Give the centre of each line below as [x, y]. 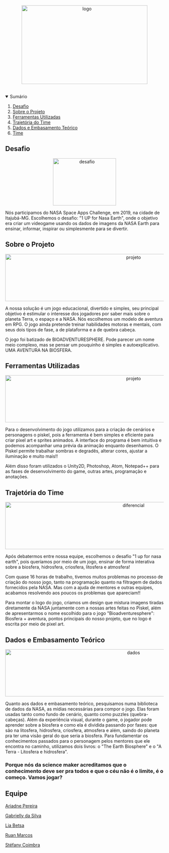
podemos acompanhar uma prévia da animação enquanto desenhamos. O [82, 446]
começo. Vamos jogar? [34, 777]
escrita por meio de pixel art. [35, 624]
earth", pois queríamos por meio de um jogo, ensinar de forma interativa [80, 562]
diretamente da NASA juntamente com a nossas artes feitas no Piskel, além [83, 608]
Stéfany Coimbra [23, 845]
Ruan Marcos [19, 835]
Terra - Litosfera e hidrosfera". [37, 752]
